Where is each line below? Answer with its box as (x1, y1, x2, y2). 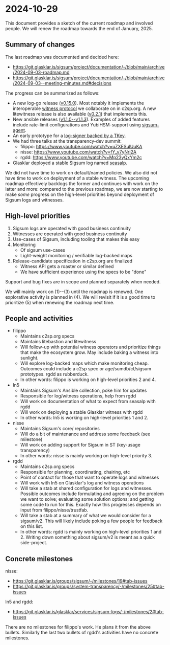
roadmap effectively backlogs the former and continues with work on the (5, 180, 158, 187)
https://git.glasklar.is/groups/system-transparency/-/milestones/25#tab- (12, 584, 164, 590)
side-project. (20, 540, 47, 546)
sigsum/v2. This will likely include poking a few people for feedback (20, 518, 163, 524)
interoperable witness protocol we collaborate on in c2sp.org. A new (12, 105, 156, 112)
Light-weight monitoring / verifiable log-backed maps (20, 252, 132, 258)
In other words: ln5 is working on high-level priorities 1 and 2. (20, 415, 149, 421)
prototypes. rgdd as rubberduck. (20, 371, 89, 377)
